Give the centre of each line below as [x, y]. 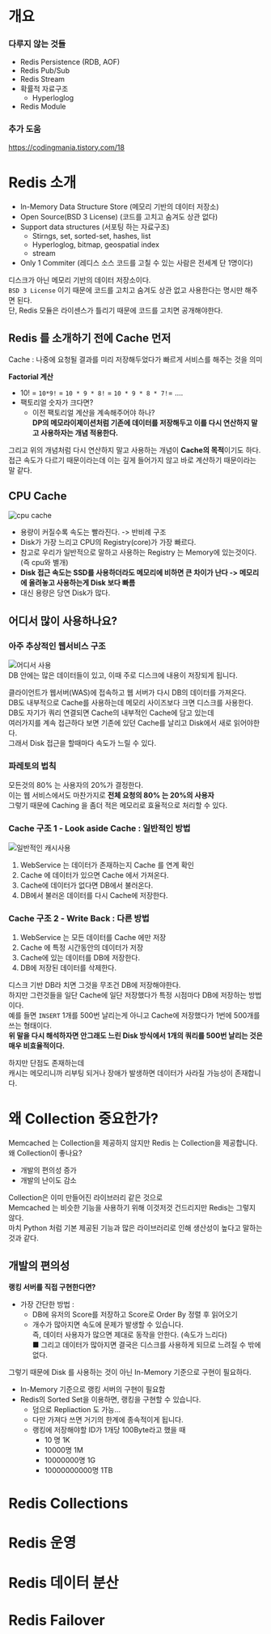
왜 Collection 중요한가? [84, 1119]
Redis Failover [57, 1621]
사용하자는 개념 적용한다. [79, 432]
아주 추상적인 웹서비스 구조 [57, 646]
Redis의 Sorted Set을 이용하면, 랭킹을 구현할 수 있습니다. [110, 1399]
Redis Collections [68, 1503]
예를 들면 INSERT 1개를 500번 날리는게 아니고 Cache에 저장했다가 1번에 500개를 [134, 1015]
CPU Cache [38, 496]
